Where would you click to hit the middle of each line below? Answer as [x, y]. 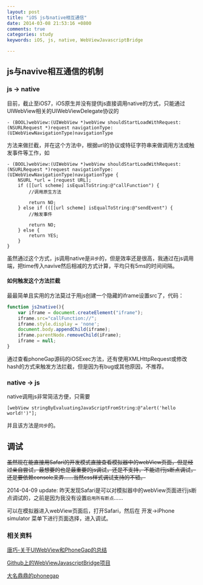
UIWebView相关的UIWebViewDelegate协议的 [63, 111]
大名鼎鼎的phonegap [33, 576]
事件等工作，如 [31, 152]
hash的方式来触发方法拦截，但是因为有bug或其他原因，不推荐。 [87, 366]
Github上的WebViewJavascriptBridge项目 [59, 563]
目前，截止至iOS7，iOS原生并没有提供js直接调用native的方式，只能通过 [96, 103]
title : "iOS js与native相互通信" [47, 18]
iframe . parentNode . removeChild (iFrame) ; [70, 335]
